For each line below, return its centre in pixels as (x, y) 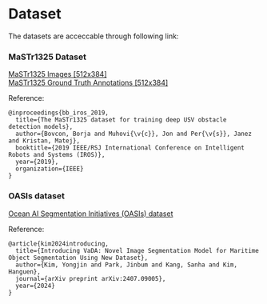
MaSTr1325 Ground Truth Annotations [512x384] (88, 83)
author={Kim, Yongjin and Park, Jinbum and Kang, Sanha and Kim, (127, 265)
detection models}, (41, 127)
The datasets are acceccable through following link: (94, 36)
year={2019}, (37, 162)
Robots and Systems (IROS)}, (57, 155)
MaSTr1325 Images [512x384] (58, 74)
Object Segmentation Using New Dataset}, (78, 258)
